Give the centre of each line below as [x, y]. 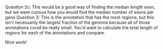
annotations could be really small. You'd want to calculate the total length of [81, 28]
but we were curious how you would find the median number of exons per [80, 12]
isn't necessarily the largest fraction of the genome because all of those [78, 22]
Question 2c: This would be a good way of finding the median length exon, [80, 7]
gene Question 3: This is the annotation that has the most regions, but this [80, 17]
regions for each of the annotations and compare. [55, 33]
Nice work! [16, 42]
